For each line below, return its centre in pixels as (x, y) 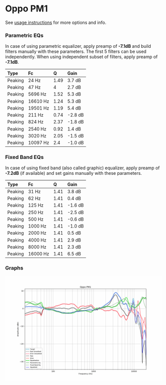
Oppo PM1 (27, 9)
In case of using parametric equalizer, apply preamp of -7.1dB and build (78, 46)
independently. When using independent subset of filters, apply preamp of (82, 57)
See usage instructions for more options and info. (56, 22)
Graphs (14, 268)
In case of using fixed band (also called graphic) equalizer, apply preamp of (83, 168)
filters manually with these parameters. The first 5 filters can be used (76, 52)
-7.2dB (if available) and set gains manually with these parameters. (74, 173)
